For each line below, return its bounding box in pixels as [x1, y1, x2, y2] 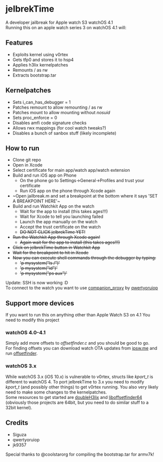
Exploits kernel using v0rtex [12, 51, 68, 57]
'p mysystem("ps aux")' [19, 270, 67, 276]
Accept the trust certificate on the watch [19, 224, 101, 230]
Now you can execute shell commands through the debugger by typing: [12, 255, 157, 261]
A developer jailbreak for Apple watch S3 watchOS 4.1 [5, 19, 113, 25]
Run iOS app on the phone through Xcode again [19, 188, 115, 194]
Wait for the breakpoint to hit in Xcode [12, 250, 89, 256]
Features [5, 39, 33, 47]
